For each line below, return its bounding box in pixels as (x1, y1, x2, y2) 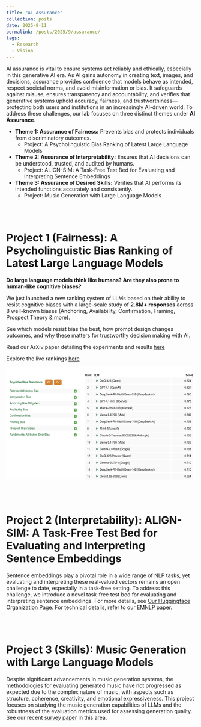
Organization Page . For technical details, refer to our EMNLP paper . (6, 604, 173, 611)
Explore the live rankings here (6, 355, 80, 362)
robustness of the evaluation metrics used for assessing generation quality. (6, 707, 193, 714)
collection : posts (6, 16, 52, 22)
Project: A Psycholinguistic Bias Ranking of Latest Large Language (23, 140, 188, 147)
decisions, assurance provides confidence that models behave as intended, (6, 78, 193, 85)
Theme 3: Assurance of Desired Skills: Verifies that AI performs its (14, 179, 182, 186)
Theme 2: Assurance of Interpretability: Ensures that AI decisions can (14, 153, 191, 161)
